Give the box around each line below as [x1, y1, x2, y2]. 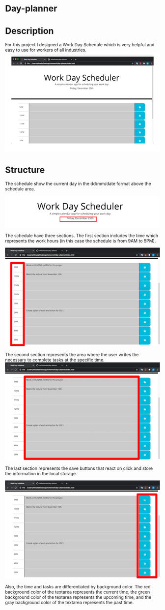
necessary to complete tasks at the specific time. [5, 357, 105, 363]
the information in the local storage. [5, 470, 77, 476]
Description [5, 26, 54, 37]
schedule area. [5, 185, 35, 192]
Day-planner [5, 3, 57, 14]
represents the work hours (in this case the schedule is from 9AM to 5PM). [5, 238, 156, 244]
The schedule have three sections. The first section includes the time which [5, 233, 159, 239]
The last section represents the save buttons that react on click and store [5, 465, 153, 471]
